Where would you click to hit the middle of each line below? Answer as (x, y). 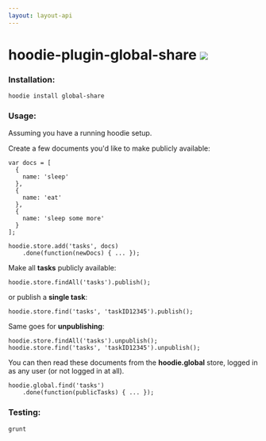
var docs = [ (30, 163)
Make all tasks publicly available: (62, 268)
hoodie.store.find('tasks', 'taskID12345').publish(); (101, 312)
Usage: (23, 116)
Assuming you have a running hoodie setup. (80, 133)
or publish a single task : (48, 297)
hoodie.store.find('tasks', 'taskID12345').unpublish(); (104, 348)
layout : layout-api (40, 15)
